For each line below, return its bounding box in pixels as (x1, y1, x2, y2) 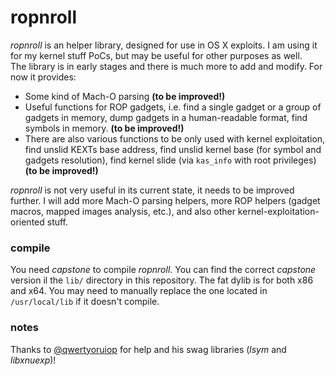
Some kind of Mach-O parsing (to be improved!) (24, 90, 226, 102)
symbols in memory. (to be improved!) (24, 122, 185, 134)
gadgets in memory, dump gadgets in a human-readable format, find (24, 111, 308, 123)
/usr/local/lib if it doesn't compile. (10, 296, 160, 308)
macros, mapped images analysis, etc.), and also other (10, 205, 236, 217)
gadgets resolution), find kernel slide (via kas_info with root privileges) (24, 154, 317, 166)
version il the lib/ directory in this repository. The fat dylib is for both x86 (10, 274, 314, 286)
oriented (10, 216, 45, 228)
